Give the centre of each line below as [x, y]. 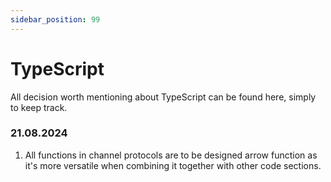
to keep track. [39, 107]
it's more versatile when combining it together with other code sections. [173, 165]
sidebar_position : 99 [55, 19]
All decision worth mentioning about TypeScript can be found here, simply [163, 97]
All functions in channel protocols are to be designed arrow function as [171, 155]
